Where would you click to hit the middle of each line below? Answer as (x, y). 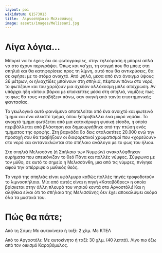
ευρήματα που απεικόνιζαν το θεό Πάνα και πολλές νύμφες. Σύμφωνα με (80, 157)
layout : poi (17, 9)
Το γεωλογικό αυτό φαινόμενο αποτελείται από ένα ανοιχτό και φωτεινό (79, 111)
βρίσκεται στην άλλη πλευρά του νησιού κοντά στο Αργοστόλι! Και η (75, 187)
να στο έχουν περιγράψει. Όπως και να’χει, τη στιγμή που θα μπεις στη (77, 66)
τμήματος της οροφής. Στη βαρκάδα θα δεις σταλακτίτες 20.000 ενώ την (80, 132)
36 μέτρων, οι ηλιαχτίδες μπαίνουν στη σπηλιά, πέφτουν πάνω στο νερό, (80, 81)
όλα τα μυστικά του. (26, 198)
